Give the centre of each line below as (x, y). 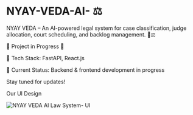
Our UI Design (24, 93)
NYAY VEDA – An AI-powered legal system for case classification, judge (96, 28)
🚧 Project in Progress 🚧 (35, 46)
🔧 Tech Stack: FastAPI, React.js (46, 58)
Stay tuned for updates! (36, 82)
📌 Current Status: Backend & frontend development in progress (86, 70)
